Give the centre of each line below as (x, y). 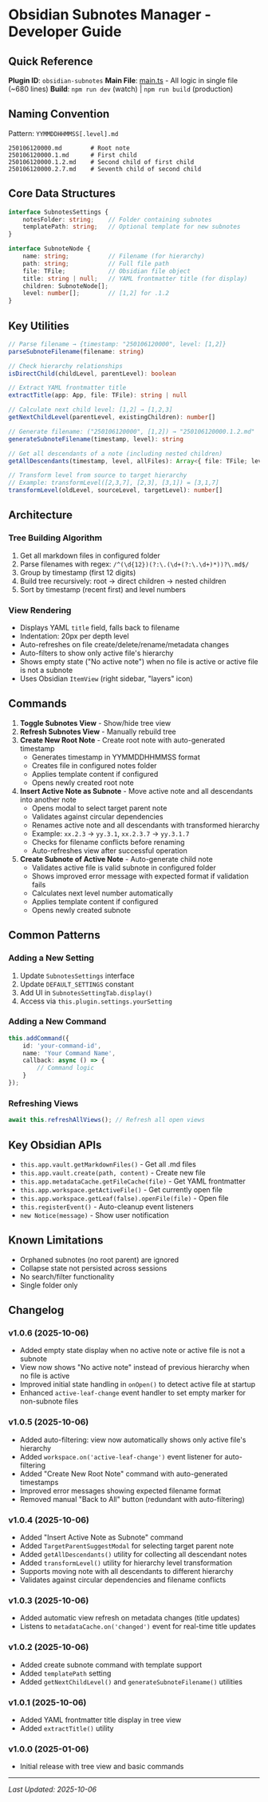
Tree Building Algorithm (55, 538)
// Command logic (65, 1068)
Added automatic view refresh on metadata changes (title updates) (130, 1618)
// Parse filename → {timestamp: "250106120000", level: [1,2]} (117, 344)
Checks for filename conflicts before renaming (108, 842)
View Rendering (40, 610)
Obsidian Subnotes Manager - (110, 15)
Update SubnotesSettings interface (77, 975)
